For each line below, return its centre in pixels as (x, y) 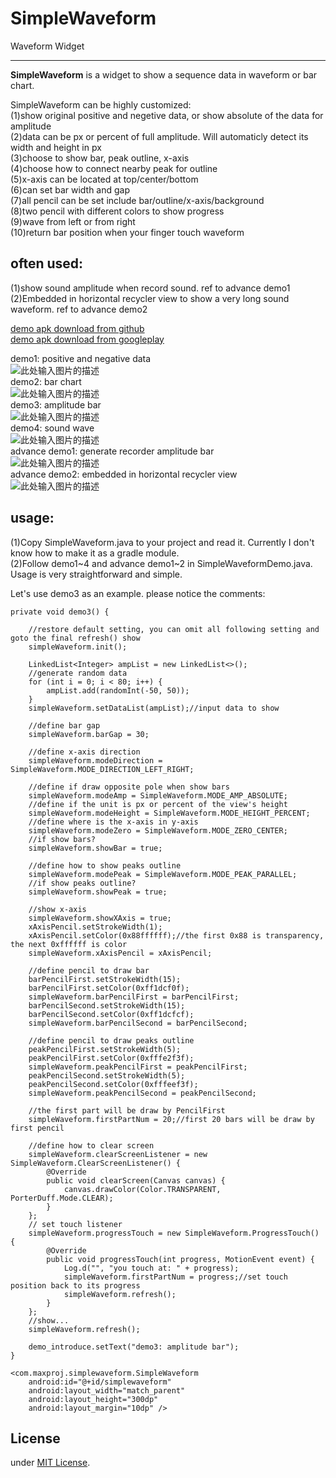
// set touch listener (75, 1224)
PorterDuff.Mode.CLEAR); (62, 1198)
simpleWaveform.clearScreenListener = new (118, 1154)
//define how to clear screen (91, 1145)
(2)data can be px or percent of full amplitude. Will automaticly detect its (159, 136)
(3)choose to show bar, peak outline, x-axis (100, 158)
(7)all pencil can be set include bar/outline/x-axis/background (137, 200)
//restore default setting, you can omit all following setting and (174, 629)
